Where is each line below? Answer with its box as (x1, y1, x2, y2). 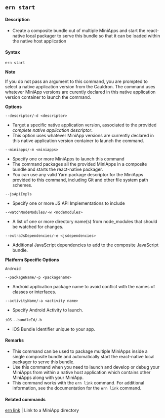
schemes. (12, 182, 33, 188)
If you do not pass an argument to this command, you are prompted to (5, 78, 148, 84)
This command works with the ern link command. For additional (12, 380, 145, 385)
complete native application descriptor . (12, 127, 93, 133)
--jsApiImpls (5, 191, 32, 196)
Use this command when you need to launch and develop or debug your (12, 364, 160, 370)
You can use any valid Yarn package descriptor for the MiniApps (12, 171, 144, 177)
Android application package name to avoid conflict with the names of (12, 283, 155, 289)
